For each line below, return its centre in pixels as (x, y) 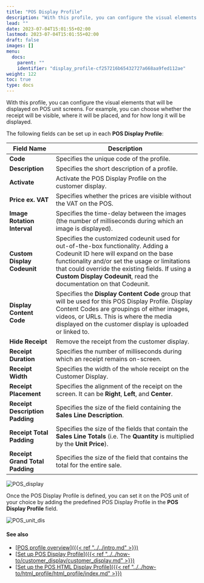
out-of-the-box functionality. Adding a (112, 246)
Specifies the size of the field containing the (118, 407)
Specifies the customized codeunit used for (118, 238)
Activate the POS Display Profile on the (111, 178)
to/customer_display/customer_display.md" (69, 561)
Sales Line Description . (90, 415)
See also (17, 534)
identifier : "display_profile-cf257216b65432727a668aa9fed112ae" (102, 68)
